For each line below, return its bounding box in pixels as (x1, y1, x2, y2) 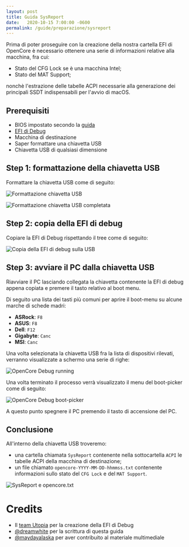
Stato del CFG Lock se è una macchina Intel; (14, 65, 122, 72)
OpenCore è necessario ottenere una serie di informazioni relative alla (6, 48, 174, 55)
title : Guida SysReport (6, 14, 64, 20)
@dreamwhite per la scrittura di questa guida (14, 528, 124, 535)
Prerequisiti (6, 106, 50, 116)
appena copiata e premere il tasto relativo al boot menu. (6, 284, 141, 291)
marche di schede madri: (6, 302, 66, 309)
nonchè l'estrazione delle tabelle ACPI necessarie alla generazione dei (6, 83, 176, 90)
